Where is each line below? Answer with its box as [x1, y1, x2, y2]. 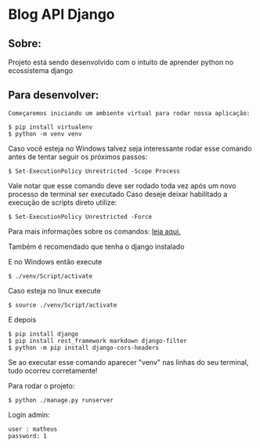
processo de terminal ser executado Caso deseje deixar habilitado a [8, 189, 228, 199]
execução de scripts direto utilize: [8, 198, 117, 207]
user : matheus [8, 425, 58, 433]
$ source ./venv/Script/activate [8, 300, 117, 309]
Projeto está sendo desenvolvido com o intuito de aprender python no [8, 57, 234, 67]
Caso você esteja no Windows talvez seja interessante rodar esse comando [8, 144, 252, 153]
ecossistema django [8, 66, 73, 75]
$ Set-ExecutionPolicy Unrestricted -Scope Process [8, 167, 180, 175]
